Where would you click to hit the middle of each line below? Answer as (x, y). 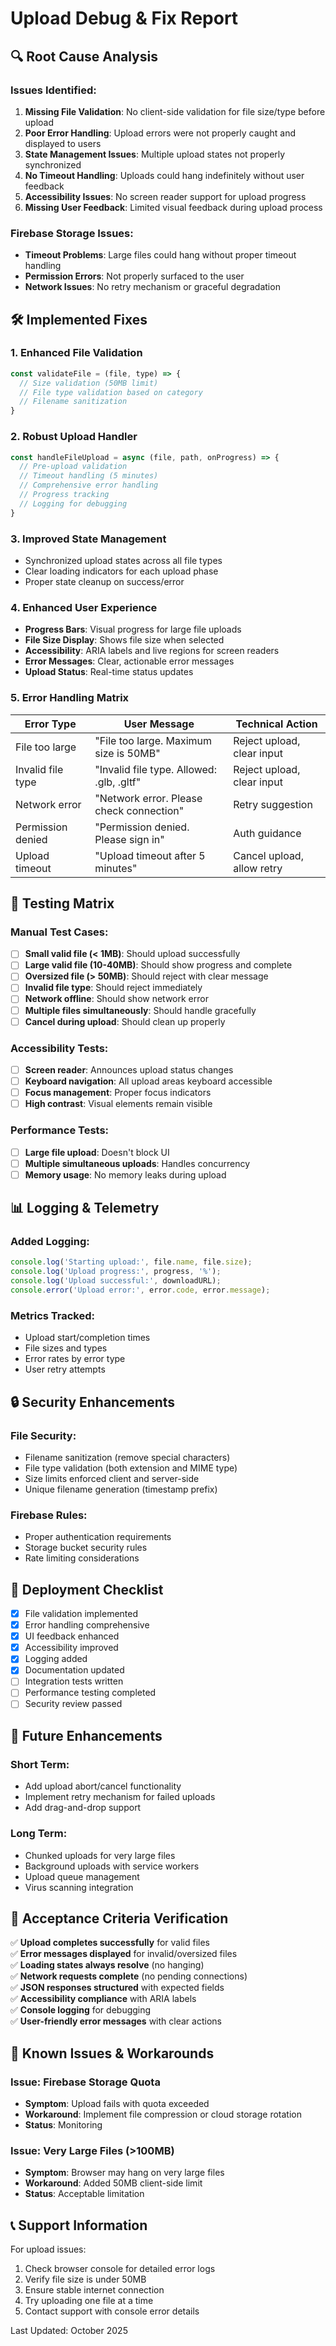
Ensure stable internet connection (94, 2290)
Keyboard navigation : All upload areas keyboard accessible (148, 1081)
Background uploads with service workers (112, 1866)
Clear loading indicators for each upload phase (121, 571)
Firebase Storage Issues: (72, 233)
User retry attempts (65, 1369)
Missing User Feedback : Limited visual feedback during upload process (173, 207)
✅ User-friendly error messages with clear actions (116, 2021)
